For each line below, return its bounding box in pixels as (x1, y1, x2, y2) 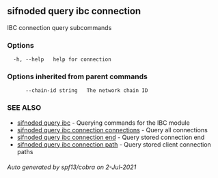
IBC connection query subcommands (7, 23, 112, 31)
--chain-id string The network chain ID (25, 87, 148, 94)
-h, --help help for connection (13, 56, 111, 63)
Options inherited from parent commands (7, 72, 148, 81)
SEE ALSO (7, 103, 42, 113)
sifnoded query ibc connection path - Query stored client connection (16, 140, 212, 149)
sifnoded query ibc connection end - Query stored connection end (16, 133, 205, 141)
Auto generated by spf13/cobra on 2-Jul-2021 (7, 163, 137, 171)
